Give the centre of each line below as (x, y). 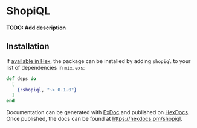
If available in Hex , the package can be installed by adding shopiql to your (98, 61)
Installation (28, 47)
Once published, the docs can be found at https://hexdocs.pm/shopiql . (94, 119)
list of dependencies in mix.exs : (46, 67)
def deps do (21, 78)
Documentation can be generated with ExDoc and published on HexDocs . (98, 112)
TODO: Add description (36, 28)
